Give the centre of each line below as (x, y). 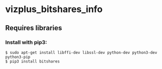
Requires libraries (34, 28)
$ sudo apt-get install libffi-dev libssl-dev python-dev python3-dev (81, 52)
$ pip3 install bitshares (32, 61)
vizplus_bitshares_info (54, 9)
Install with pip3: (26, 42)
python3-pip (18, 57)
